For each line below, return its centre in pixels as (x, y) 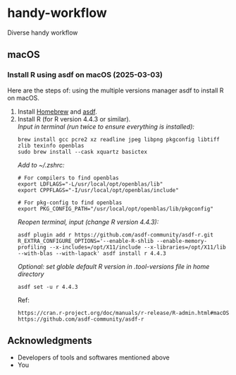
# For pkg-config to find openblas (70, 203)
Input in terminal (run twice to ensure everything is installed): (106, 126)
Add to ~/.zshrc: (41, 165)
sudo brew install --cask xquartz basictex (82, 152)
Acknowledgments (50, 341)
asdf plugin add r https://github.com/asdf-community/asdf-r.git (115, 234)
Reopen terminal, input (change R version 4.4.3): (88, 222)
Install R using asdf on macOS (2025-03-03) (85, 75)
